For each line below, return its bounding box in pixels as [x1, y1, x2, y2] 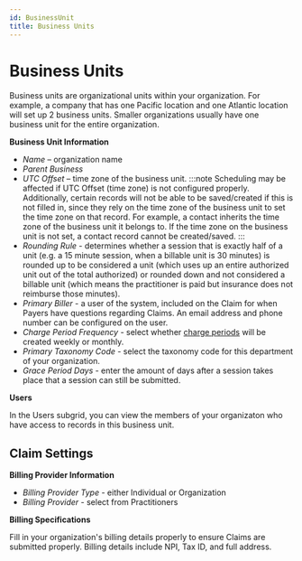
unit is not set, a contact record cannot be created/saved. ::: [22, 231, 245, 242]
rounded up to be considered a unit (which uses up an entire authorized [22, 259, 289, 271]
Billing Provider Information [9, 470, 114, 481]
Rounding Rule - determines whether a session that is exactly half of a [22, 240, 284, 251]
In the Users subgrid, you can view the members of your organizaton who [9, 410, 283, 421]
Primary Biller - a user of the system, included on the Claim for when [22, 298, 278, 309]
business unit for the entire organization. [9, 119, 160, 130]
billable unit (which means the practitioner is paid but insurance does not [22, 279, 294, 290]
